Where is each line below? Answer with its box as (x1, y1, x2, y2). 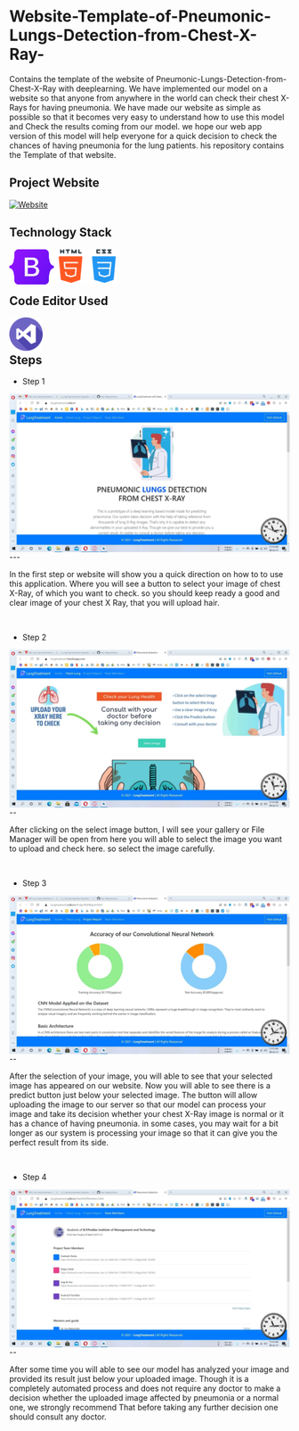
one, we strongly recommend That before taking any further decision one (9, 1402, 279, 1413)
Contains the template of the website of (9, 73, 154, 84)
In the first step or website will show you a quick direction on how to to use (9, 568, 284, 579)
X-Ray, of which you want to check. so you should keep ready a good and (9, 587, 280, 599)
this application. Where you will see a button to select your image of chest (9, 578, 281, 589)
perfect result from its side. (9, 1137, 109, 1147)
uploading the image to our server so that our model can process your (9, 1099, 267, 1110)
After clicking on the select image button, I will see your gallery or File (9, 824, 265, 835)
